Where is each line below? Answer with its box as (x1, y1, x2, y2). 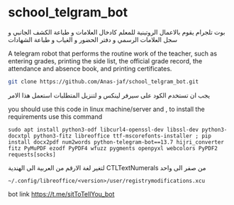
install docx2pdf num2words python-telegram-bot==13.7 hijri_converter (8, 138, 224, 146)
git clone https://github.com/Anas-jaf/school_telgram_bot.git (8, 78, 199, 85)
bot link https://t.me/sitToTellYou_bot (8, 189, 115, 198)
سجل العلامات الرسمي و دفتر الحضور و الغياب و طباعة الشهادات (8, 35, 178, 43)
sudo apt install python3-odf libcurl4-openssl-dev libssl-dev (8, 126, 199, 133)
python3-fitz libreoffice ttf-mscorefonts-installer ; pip (33, 132, 212, 140)
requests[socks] (8, 151, 56, 158)
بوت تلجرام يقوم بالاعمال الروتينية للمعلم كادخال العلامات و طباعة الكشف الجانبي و (8, 28, 225, 36)
